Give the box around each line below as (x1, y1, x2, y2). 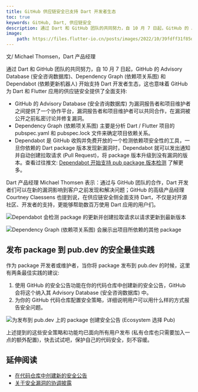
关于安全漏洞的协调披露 (14, 379, 72, 386)
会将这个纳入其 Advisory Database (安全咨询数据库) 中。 (14, 289, 152, 296)
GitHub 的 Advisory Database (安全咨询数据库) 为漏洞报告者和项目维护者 (14, 100, 191, 107)
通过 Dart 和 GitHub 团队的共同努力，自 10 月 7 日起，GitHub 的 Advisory (6, 65, 183, 73)
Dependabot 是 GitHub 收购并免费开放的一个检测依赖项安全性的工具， (14, 137, 185, 144)
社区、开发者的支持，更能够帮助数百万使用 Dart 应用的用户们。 (6, 201, 159, 208)
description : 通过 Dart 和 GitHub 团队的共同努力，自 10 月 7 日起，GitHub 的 (6, 25, 189, 31)
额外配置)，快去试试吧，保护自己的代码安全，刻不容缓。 (16, 336, 153, 343)
